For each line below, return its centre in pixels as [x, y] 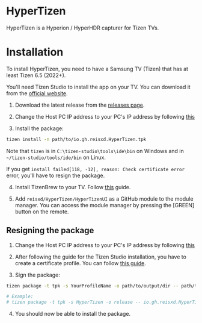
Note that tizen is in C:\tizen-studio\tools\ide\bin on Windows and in [95, 151]
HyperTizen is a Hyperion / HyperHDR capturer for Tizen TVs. [83, 28]
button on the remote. [42, 212]
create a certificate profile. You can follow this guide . [80, 263]
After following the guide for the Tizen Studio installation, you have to [100, 257]
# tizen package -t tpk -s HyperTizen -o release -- [74, 303]
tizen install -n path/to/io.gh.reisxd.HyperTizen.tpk [76, 139]
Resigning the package [50, 230]
